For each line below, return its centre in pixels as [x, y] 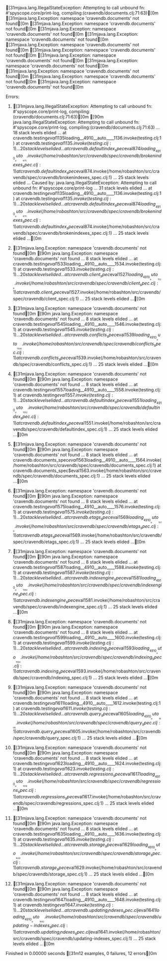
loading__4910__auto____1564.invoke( [124, 460]
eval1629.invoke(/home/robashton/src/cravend [114, 867]
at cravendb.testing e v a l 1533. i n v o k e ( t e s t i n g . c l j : [66, 269]
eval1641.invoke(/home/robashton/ [126, 932]
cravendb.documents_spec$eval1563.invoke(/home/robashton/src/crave [87, 471]
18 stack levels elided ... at [40, 133]
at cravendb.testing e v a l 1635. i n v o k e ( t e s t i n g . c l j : [66, 839]
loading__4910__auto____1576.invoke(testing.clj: [113, 507]
